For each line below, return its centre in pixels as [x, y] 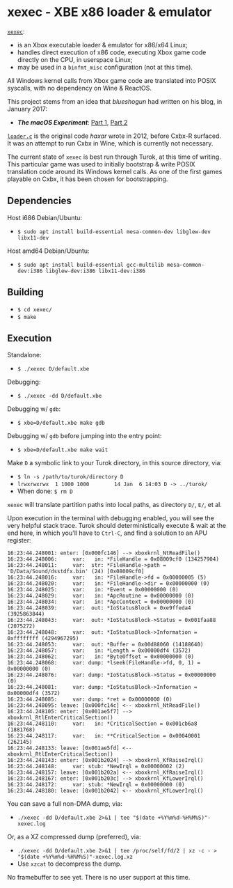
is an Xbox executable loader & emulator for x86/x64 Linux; [102, 45]
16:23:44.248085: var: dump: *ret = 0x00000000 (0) [90, 700]
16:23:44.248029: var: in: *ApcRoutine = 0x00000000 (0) [101, 596]
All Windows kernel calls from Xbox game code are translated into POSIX [112, 80]
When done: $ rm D [45, 491]
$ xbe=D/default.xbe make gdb [61, 423]
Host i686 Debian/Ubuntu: [45, 217]
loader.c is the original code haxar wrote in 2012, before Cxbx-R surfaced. [114, 136]
